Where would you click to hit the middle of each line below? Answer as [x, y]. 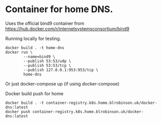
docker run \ [19, 52]
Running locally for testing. [33, 38]
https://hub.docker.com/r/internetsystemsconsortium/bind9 [67, 28]
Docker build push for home [34, 93]
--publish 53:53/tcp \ [47, 65]
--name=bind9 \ [39, 57]
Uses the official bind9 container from [45, 23]
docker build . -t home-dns [35, 48]
